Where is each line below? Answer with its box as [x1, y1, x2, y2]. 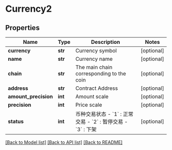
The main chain [75, 64, 113, 70]
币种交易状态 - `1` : [75, 111, 122, 117]
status [8, 118, 24, 125]
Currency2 [5, 3, 52, 15]
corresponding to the [75, 70, 126, 77]
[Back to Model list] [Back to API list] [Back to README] [5, 139, 123, 145]
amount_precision [8, 93, 53, 100]
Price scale [75, 102, 102, 108]
